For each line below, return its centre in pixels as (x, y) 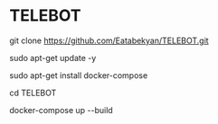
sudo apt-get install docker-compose (79, 75)
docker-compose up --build (61, 110)
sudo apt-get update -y (53, 58)
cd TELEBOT (33, 93)
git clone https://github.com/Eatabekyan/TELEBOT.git (109, 40)
